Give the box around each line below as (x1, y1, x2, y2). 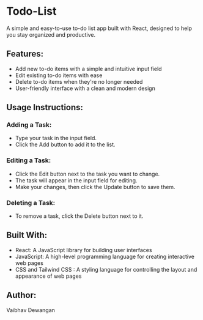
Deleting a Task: (6, 198, 56, 207)
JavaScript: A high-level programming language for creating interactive (15, 253, 194, 260)
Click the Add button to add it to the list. (15, 141, 116, 148)
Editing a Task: (6, 156, 51, 165)
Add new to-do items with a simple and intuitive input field (15, 65, 162, 72)
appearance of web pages (15, 272, 82, 280)
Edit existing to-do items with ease (15, 72, 103, 79)
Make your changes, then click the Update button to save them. (15, 183, 175, 190)
